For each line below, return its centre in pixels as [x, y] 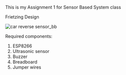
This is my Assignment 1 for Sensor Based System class [63, 7]
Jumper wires [27, 67]
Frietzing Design [22, 17]
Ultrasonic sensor [31, 51]
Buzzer [20, 56]
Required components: [29, 36]
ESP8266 [22, 46]
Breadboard [25, 62]
